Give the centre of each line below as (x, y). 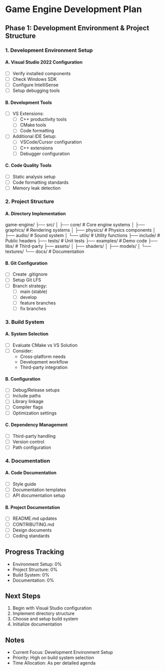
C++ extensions (36, 148)
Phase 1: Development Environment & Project (77, 28)
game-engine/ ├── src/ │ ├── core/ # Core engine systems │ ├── (75, 225)
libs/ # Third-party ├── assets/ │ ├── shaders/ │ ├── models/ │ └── (78, 246)
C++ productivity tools (43, 119)
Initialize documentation (37, 624)
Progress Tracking (35, 552)
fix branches (33, 308)
